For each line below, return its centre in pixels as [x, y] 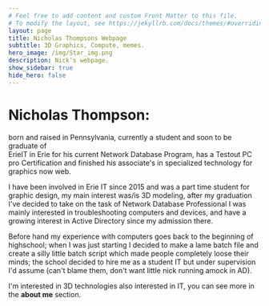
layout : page [30, 30]
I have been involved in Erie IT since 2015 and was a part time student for [129, 187]
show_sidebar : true [41, 68]
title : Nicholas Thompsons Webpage [68, 38]
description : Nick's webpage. [59, 61]
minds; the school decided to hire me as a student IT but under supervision [132, 262]
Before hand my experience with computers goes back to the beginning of [131, 236]
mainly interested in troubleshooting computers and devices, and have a [127, 212]
